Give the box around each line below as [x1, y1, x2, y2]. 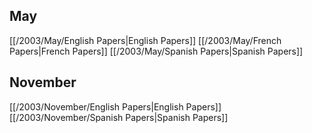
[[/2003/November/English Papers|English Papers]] [9, 100, 222, 113]
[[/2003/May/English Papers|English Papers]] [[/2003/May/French [9, 34, 282, 46]
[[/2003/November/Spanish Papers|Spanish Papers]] [9, 111, 229, 123]
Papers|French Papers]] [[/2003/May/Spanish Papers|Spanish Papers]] [9, 45, 304, 57]
